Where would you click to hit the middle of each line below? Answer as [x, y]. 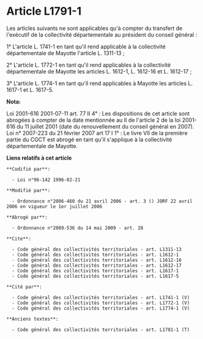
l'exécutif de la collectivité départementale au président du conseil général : [102, 34]
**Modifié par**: [28, 190]
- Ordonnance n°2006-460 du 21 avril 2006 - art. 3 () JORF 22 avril [102, 201]
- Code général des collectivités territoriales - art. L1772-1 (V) [101, 303]
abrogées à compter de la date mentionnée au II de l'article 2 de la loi [94, 120]
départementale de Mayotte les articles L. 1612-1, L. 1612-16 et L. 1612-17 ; [99, 71]
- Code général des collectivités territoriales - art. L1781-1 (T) [101, 330]
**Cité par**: [24, 287]
